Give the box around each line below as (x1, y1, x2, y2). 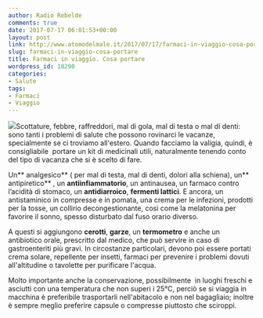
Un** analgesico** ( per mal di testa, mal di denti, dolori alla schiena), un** (8, 170, 249, 180)
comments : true (8, 19, 58, 27)
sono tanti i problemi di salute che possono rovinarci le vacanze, (8, 130, 215, 140)
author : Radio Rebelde (8, 11, 82, 20)
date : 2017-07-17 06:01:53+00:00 (8, 26, 117, 34)
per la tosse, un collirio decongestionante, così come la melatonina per (8, 203, 236, 213)
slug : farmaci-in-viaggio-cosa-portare (8, 48, 139, 56)
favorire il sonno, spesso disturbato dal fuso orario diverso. (8, 212, 199, 221)
